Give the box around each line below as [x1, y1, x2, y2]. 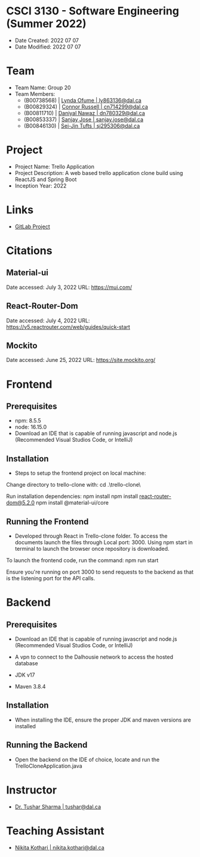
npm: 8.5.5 [14, 417, 42, 424]
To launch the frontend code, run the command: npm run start [6, 557, 159, 564]
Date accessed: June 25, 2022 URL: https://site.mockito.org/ [6, 357, 156, 364]
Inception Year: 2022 [14, 182, 67, 189]
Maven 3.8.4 [14, 683, 46, 690]
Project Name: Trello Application [14, 163, 94, 170]
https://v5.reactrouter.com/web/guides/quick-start [6, 323, 130, 330]
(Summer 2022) [6, 17, 87, 31]
